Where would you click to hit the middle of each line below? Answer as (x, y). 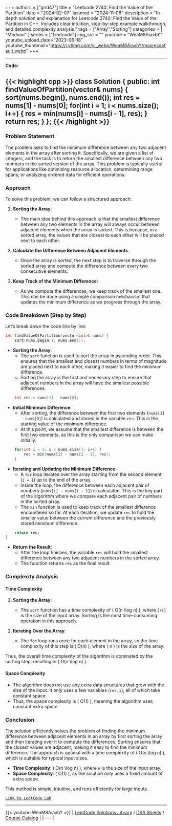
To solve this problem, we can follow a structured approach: (69, 199)
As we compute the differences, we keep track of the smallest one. (91, 291)
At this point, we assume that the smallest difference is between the (92, 429)
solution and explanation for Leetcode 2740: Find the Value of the (88, 18)
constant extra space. (36, 706)
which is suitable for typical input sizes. (47, 758)
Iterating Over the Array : (39, 631)
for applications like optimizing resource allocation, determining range (79, 169)
